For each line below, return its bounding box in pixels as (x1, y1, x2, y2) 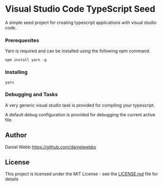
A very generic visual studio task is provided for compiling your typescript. (5, 102, 155, 108)
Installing (5, 69, 28, 76)
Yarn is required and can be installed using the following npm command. (5, 48, 150, 54)
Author (5, 131, 27, 140)
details (5, 176, 19, 182)
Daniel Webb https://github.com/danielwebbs (5, 144, 96, 150)
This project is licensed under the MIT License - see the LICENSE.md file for (5, 171, 158, 177)
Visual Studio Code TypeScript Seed (5, 3, 155, 15)
